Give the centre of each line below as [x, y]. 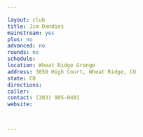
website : [20, 104]
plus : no [20, 39]
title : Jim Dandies [36, 26]
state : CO [22, 78]
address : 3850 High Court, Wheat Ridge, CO [72, 72]
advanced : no [26, 46]
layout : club [26, 20]
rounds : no [23, 52]
